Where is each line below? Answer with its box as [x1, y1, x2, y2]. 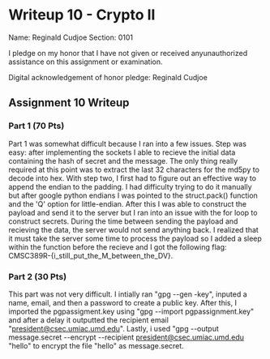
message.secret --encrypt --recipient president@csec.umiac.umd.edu [8, 332, 245, 342]
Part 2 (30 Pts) [8, 271, 67, 282]
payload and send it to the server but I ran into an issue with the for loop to [8, 207, 258, 217]
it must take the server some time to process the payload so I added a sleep [8, 233, 262, 243]
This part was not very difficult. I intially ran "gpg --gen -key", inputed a [8, 289, 247, 299]
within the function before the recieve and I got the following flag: [8, 241, 227, 252]
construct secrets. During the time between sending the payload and [8, 216, 238, 226]
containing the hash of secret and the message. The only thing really [8, 156, 238, 165]
